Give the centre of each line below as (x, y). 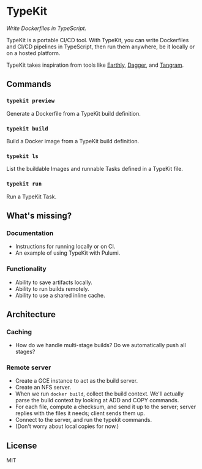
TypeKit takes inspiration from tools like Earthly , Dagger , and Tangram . (95, 65)
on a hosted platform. (33, 53)
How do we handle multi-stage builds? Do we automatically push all (100, 345)
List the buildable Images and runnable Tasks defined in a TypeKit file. (95, 169)
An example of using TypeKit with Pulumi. (68, 253)
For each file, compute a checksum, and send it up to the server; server (106, 407)
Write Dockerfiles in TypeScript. (47, 28)
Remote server (29, 367)
